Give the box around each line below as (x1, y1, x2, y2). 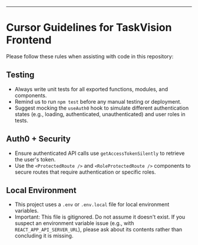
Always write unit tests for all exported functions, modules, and (14, 85, 169, 92)
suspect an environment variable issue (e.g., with (14, 220, 134, 227)
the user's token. (14, 155, 56, 163)
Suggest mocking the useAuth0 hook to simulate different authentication (14, 104, 189, 111)
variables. (14, 207, 39, 214)
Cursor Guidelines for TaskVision (6, 21, 172, 34)
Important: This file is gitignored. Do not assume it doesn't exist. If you (14, 213, 186, 221)
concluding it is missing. (14, 232, 74, 239)
